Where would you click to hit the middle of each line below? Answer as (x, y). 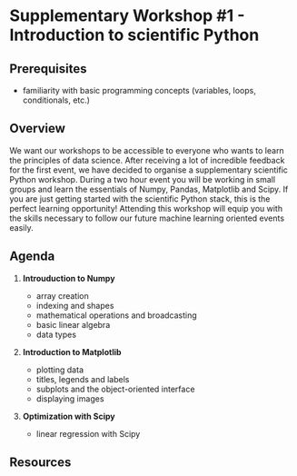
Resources (40, 463)
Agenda (32, 257)
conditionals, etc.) (56, 100)
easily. (21, 227)
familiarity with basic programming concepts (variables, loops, (139, 90)
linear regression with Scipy (88, 433)
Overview (38, 129)
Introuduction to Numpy (69, 278)
